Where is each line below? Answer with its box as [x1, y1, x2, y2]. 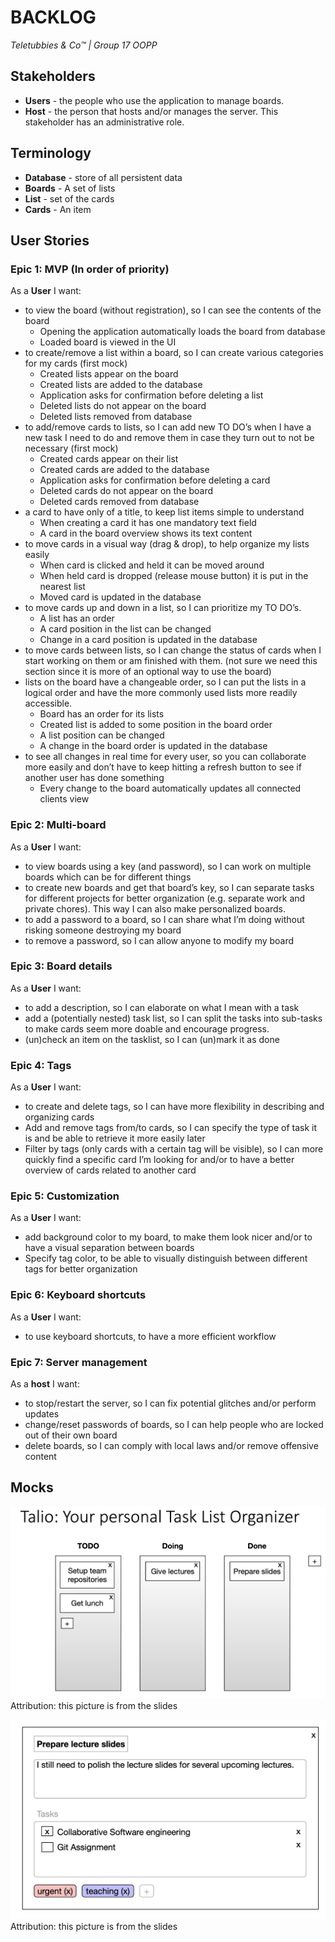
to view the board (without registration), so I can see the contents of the [24, 304, 322, 316]
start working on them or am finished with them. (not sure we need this [24, 655, 318, 667]
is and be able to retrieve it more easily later [24, 1132, 206, 1145]
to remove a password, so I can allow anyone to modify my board [24, 934, 295, 946]
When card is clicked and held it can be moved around [39, 559, 265, 571]
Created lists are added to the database [39, 379, 203, 391]
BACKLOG [10, 6, 97, 29]
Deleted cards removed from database [39, 496, 200, 508]
